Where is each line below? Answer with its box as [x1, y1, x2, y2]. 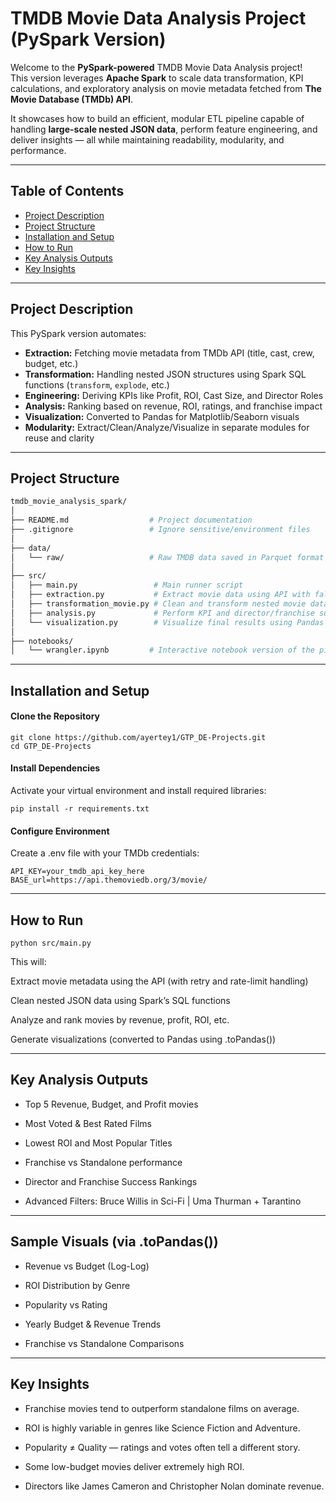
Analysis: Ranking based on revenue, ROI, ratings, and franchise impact [24, 400, 323, 412]
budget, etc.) [24, 357, 79, 369]
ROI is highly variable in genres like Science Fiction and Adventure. [24, 1422, 301, 1434]
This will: [10, 956, 47, 968]
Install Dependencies [10, 762, 101, 774]
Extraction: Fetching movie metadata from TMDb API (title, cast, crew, [24, 347, 315, 359]
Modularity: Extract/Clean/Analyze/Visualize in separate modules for [24, 421, 310, 433]
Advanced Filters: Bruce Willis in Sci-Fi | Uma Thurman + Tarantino [24, 1195, 302, 1207]
